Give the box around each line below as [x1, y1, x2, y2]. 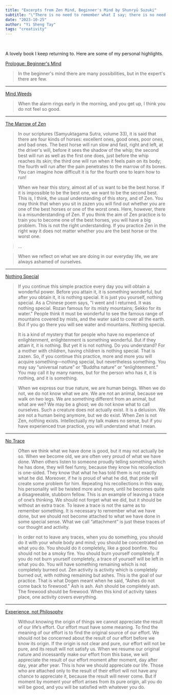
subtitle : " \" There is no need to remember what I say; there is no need [5, 12, 166, 17]
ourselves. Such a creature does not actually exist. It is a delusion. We [17, 407, 166, 413]
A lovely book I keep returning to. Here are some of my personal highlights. [5, 51, 164, 57]
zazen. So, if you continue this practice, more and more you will [17, 353, 153, 360]
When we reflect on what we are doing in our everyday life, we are [17, 253, 158, 260]
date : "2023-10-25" [5, 17, 47, 22]
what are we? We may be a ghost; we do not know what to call [17, 401, 150, 408]
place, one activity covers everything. [17, 594, 98, 600]
